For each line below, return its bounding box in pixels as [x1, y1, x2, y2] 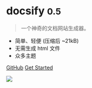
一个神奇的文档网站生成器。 [20, 24, 90, 32]
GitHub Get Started [6, 64, 53, 71]
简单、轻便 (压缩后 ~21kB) [14, 37, 79, 44]
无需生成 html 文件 [14, 45, 61, 52]
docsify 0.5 [6, 4, 62, 18]
